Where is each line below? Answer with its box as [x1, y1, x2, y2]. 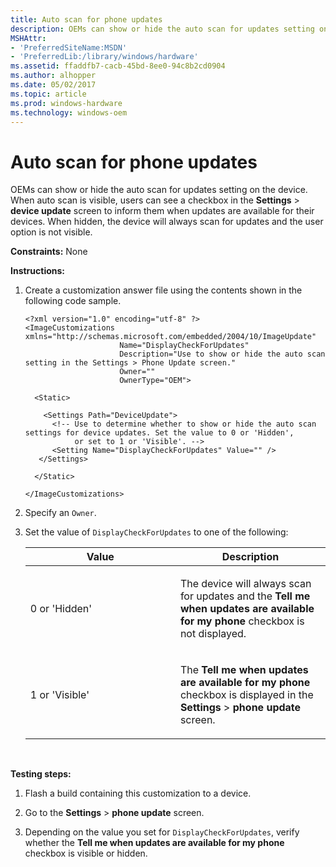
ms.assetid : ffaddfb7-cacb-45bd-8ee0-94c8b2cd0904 [10, 61, 226, 71]
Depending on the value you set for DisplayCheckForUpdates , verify [24, 826, 300, 838]
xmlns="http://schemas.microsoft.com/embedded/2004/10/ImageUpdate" [24, 332, 317, 342]
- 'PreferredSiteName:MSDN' [10, 42, 128, 53]
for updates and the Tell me [179, 589, 311, 603]
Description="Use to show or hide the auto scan [119, 349, 326, 360]
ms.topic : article [10, 89, 87, 99]
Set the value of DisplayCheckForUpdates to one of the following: [24, 526, 289, 538]
